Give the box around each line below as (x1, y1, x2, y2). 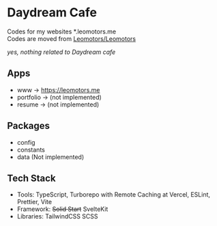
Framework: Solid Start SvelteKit (16, 205, 108, 213)
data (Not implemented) (16, 152, 85, 161)
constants (16, 145, 46, 154)
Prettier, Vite (16, 198, 53, 206)
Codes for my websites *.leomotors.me (7, 27, 117, 36)
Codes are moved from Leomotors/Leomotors (7, 34, 136, 42)
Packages (7, 120, 50, 132)
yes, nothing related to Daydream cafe (7, 48, 116, 56)
